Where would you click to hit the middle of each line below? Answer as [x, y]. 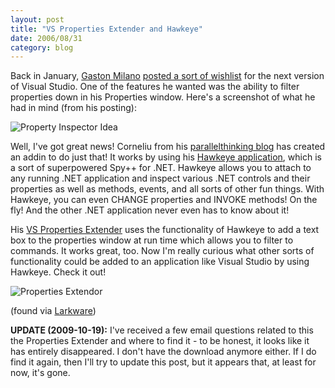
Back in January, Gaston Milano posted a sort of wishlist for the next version [167, 76]
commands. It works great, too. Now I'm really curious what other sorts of [162, 251]
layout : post [37, 19]
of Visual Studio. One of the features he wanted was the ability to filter [155, 87]
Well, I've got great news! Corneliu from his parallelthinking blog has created [168, 147]
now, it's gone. [40, 373]
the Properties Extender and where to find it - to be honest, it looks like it [160, 341]
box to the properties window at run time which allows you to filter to [152, 240]
